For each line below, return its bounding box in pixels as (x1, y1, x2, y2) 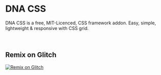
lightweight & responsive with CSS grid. (5, 25, 89, 31)
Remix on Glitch (5, 51, 57, 59)
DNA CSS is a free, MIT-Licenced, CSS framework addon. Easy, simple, (5, 20, 156, 26)
